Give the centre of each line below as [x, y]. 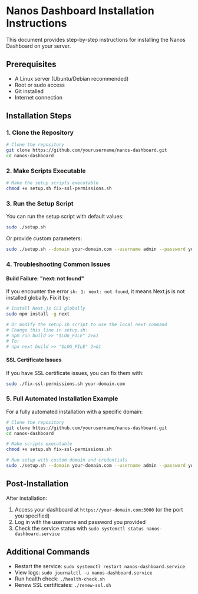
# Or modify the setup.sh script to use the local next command [87, 325]
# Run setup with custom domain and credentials [67, 460]
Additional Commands [48, 552]
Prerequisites [31, 64]
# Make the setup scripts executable [52, 183]
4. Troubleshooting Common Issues [58, 264]
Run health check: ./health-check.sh [60, 579]
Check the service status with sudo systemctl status [79, 528]
